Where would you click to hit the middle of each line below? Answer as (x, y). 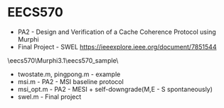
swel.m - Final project (49, 97)
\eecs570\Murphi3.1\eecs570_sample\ (63, 60)
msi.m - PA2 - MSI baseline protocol (71, 81)
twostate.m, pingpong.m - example (69, 74)
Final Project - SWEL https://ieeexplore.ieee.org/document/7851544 (117, 47)
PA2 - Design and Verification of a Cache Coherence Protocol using (117, 32)
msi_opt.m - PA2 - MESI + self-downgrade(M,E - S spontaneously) (115, 89)
